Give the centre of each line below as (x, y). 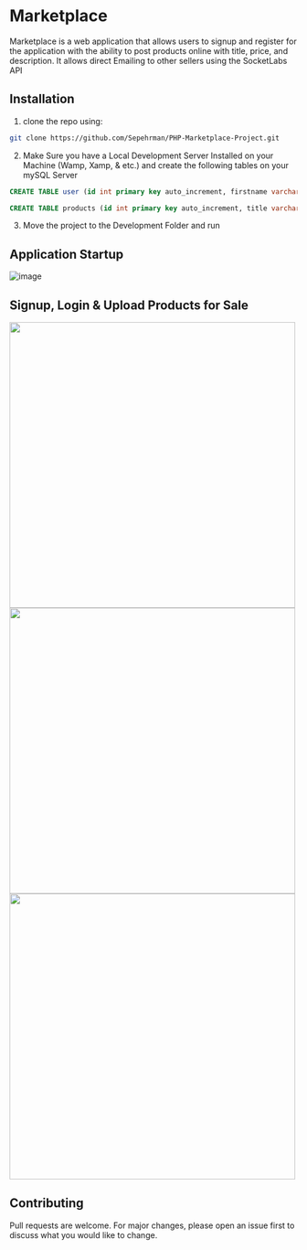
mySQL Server (50, 175)
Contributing (47, 1203)
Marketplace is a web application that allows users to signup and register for (153, 41)
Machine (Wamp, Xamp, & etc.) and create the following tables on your (156, 165)
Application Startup (67, 254)
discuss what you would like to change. (84, 1234)
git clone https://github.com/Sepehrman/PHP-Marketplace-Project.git (145, 138)
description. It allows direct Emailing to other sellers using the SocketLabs (148, 60)
